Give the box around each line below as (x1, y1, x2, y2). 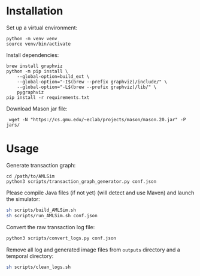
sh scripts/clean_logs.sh (6, 264, 71, 270)
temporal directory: (6, 252, 54, 259)
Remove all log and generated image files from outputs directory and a (6, 246, 181, 253)
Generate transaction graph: (6, 161, 76, 169)
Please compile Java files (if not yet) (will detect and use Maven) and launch (6, 189, 195, 196)
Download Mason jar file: (6, 105, 68, 112)
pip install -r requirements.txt (6, 94, 90, 100)
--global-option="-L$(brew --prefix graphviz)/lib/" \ (17, 84, 157, 90)
